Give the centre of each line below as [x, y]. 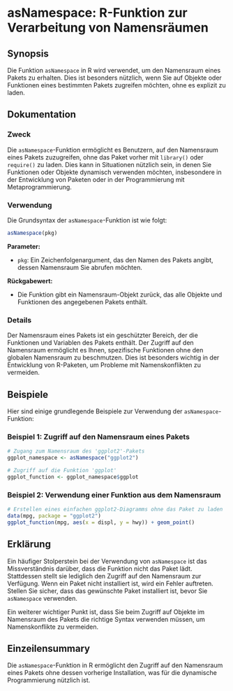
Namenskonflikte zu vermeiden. [53, 627]
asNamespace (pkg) [32, 233]
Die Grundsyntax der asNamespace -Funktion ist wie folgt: [87, 220]
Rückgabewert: [30, 280]
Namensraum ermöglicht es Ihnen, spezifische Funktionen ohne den [105, 350]
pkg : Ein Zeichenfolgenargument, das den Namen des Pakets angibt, [115, 259]
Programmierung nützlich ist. [49, 681]
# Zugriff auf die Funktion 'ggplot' [62, 471]
